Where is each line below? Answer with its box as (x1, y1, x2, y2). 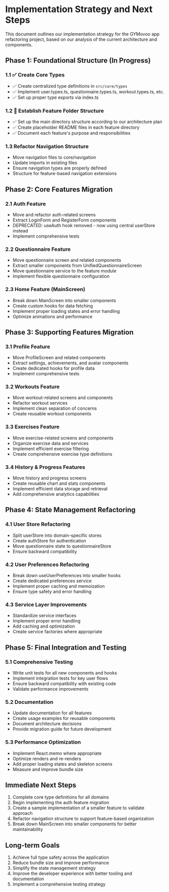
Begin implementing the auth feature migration (12, 800, 109, 806)
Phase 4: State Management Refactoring (5, 506, 136, 514)
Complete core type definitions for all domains (12, 794, 109, 800)
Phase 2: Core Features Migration (5, 185, 113, 194)
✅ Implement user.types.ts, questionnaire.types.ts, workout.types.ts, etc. (12, 88, 164, 94)
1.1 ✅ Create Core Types (5, 72, 65, 79)
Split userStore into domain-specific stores (12, 532, 102, 538)
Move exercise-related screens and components (12, 435, 114, 441)
